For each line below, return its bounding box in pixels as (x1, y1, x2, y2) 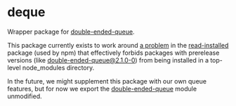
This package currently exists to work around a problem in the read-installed (7, 41, 229, 49)
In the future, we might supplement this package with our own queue (7, 77, 207, 85)
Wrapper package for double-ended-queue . (7, 27, 135, 36)
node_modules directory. (22, 63, 95, 72)
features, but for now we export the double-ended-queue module (7, 84, 197, 93)
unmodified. (7, 92, 42, 100)
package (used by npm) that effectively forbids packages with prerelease (7, 48, 220, 57)
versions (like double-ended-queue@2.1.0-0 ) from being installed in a (7, 55, 209, 64)
